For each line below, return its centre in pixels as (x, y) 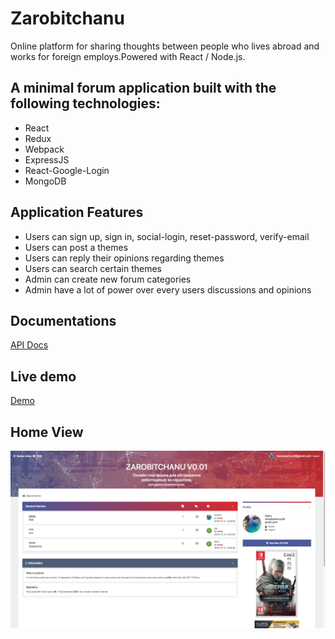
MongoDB (45, 181)
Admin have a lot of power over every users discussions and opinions (168, 289)
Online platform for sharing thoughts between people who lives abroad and (165, 46)
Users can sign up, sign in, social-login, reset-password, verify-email (167, 236)
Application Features (77, 212)
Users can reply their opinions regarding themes (124, 258)
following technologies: (85, 103)
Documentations (63, 320)
